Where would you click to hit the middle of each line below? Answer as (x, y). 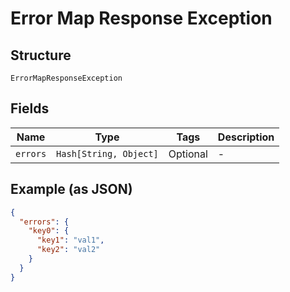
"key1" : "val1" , (70, 240)
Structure (41, 55)
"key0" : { (49, 231)
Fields (30, 108)
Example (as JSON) (71, 189)
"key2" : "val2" (68, 250)
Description (246, 137)
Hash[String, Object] (107, 153)
